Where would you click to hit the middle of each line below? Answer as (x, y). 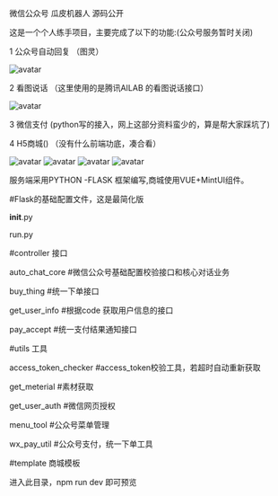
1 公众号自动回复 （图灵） (56, 51)
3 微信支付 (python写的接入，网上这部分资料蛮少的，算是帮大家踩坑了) (140, 124)
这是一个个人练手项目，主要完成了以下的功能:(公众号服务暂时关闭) (131, 32)
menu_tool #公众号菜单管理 (60, 425)
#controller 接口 (39, 253)
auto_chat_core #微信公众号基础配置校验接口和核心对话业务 (120, 272)
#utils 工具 (28, 348)
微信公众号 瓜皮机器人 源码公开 (66, 13)
